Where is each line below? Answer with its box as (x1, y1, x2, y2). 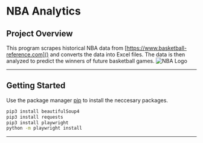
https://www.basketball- (126, 44, 187, 52)
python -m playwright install (6, 125, 83, 131)
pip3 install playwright (6, 119, 69, 125)
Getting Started (6, 81, 66, 91)
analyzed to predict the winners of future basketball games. (6, 58, 155, 64)
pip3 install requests (6, 114, 63, 120)
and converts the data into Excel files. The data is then (50, 51, 185, 58)
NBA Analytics (6, 4, 82, 18)
